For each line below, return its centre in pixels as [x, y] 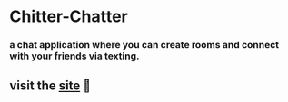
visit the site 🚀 [50, 85]
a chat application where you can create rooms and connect [144, 45]
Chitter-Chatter [69, 17]
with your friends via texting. [74, 56]
